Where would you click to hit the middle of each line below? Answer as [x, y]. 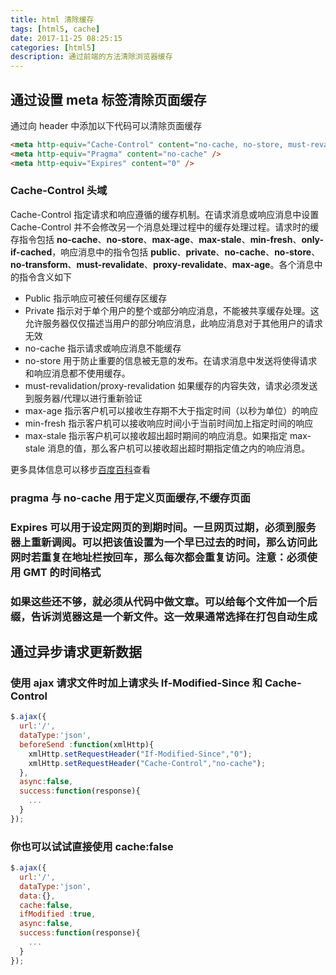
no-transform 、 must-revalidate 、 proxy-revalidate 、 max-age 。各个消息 [162, 264]
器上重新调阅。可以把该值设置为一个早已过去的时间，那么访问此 [164, 542]
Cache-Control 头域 [59, 191]
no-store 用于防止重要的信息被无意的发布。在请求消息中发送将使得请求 [171, 360]
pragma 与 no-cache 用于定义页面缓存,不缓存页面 [130, 498]
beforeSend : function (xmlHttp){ [87, 744]
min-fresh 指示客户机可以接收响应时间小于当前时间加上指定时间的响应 [169, 423]
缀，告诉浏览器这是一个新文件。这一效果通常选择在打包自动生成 [164, 616]
